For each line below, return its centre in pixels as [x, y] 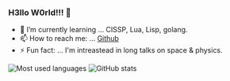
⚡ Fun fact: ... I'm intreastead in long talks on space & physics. [121, 50]
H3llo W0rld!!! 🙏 [40, 13]
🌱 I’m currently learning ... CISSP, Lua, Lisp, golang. [103, 30]
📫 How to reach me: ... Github [69, 39]
